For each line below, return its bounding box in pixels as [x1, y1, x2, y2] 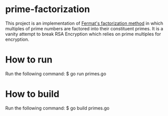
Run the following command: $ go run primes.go [5, 71, 107, 77]
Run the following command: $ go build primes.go [5, 105, 110, 111]
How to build [5, 88, 59, 100]
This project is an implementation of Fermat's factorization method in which [5, 20, 163, 26]
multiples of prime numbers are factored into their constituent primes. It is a [5, 25, 163, 31]
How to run [5, 54, 53, 66]
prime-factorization [5, 4, 90, 15]
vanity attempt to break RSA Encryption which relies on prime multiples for [5, 31, 161, 37]
